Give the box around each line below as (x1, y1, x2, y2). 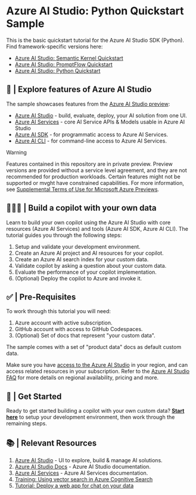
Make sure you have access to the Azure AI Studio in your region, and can (6, 361, 188, 369)
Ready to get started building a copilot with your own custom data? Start (6, 407, 185, 414)
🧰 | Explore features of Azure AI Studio (6, 85, 152, 95)
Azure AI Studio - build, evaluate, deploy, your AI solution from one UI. (14, 112, 188, 119)
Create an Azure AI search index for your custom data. (14, 255, 149, 263)
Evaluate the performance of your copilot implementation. (14, 268, 157, 276)
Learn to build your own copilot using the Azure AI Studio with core (6, 219, 171, 226)
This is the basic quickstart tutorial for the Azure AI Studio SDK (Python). (6, 36, 185, 44)
